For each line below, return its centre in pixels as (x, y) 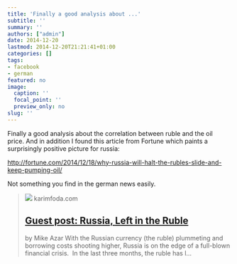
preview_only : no (39, 107)
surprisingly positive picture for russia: (64, 148)
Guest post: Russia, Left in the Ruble (106, 221)
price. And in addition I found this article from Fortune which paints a (108, 141)
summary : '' (25, 27)
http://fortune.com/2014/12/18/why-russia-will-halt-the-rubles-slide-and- (115, 162)
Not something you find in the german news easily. (82, 184)
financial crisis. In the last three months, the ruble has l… (108, 253)
